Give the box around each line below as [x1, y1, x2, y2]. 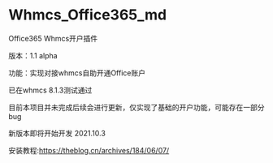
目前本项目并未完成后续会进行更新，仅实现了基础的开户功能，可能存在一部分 [8, 102, 265, 112]
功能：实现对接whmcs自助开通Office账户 [8, 67, 146, 78]
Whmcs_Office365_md [8, 6, 167, 24]
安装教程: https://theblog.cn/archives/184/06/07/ [8, 145, 170, 155]
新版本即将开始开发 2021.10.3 [8, 128, 106, 138]
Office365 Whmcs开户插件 [8, 33, 98, 43]
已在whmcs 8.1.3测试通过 [8, 85, 93, 95]
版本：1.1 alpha [8, 50, 58, 60]
